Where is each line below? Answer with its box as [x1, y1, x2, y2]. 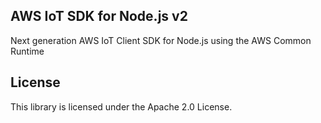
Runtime [10, 45, 45, 57]
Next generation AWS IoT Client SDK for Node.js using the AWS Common [10, 34, 312, 46]
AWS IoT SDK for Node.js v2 [10, 8, 188, 25]
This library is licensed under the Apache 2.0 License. [10, 100, 233, 113]
